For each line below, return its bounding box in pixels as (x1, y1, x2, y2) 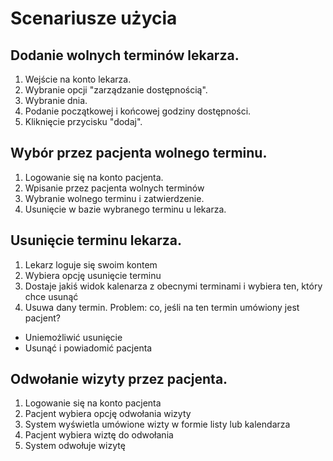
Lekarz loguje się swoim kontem (24, 258, 158, 271)
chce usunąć (24, 290, 79, 302)
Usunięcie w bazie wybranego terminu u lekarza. (24, 203, 227, 215)
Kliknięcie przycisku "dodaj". (24, 116, 143, 127)
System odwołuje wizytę (24, 440, 126, 452)
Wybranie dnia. (24, 95, 88, 106)
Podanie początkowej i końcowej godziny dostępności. (24, 105, 252, 117)
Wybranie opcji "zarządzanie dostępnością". (24, 84, 208, 96)
